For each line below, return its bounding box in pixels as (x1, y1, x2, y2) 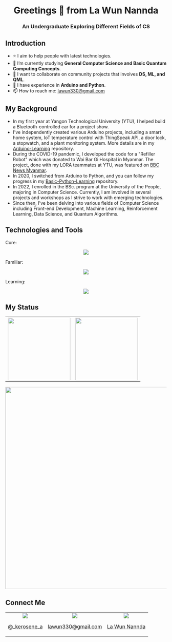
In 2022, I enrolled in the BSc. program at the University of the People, (12, 183, 161, 189)
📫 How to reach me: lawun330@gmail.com (12, 87, 105, 94)
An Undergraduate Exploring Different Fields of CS (22, 23, 150, 30)
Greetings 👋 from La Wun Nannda (13, 5, 159, 16)
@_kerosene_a (8, 623, 43, 630)
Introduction (5, 38, 46, 48)
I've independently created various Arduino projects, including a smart (12, 129, 161, 135)
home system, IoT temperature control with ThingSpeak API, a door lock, (12, 134, 166, 141)
